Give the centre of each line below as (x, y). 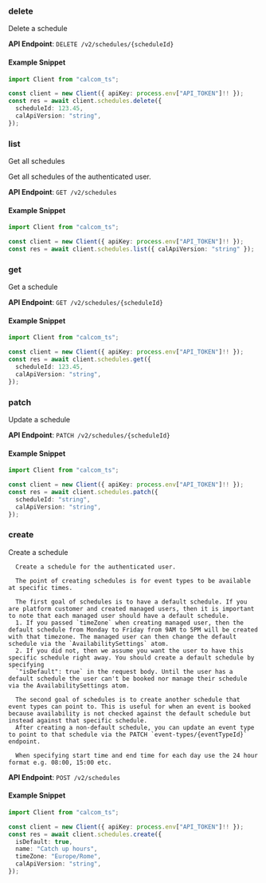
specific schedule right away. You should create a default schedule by (131, 657)
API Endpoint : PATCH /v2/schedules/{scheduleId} (89, 435)
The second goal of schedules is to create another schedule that (128, 699)
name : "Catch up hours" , (57, 849)
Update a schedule (39, 419)
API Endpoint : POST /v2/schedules (65, 777)
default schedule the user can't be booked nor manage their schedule (128, 679)
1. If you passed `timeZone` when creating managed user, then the (130, 623)
